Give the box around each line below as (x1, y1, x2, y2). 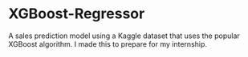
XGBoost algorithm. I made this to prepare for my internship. (8, 39, 207, 48)
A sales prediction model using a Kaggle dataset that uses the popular (8, 31, 241, 40)
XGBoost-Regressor (8, 5, 145, 23)
